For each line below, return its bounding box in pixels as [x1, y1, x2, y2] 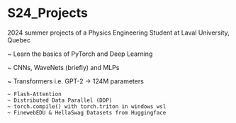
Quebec [7, 35, 30, 44]
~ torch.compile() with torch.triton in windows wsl [7, 102, 167, 110]
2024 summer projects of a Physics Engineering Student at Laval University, [7, 28, 230, 37]
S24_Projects [7, 5, 89, 21]
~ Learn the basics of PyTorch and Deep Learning [7, 49, 153, 58]
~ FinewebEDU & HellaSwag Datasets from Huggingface [7, 109, 167, 116]
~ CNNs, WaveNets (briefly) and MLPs [7, 63, 120, 71]
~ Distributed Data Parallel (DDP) [7, 97, 113, 104]
